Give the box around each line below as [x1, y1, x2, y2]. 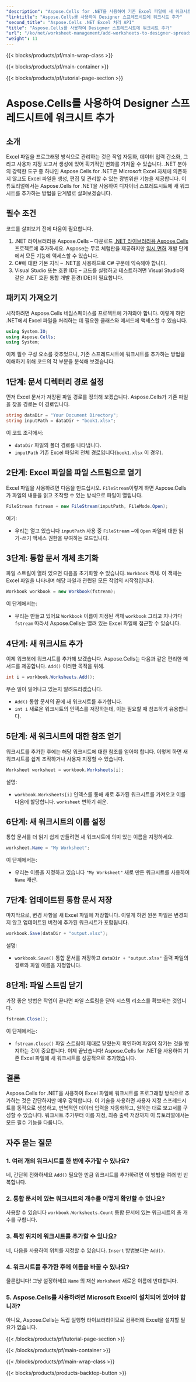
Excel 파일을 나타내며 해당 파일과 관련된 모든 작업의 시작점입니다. [6, 577, 155, 584]
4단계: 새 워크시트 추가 [6, 638, 83, 648]
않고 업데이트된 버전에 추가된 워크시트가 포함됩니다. [12, 919, 129, 926]
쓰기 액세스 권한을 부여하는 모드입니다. [22, 534, 109, 541]
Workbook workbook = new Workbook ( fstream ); [6, 589, 116, 594]
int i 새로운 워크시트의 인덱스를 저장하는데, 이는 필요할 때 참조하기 [14, 705, 168, 712]
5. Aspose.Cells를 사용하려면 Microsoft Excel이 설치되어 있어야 [6, 1293, 179, 1301]
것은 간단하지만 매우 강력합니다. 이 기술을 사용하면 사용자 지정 [21, 1097, 162, 1104]
